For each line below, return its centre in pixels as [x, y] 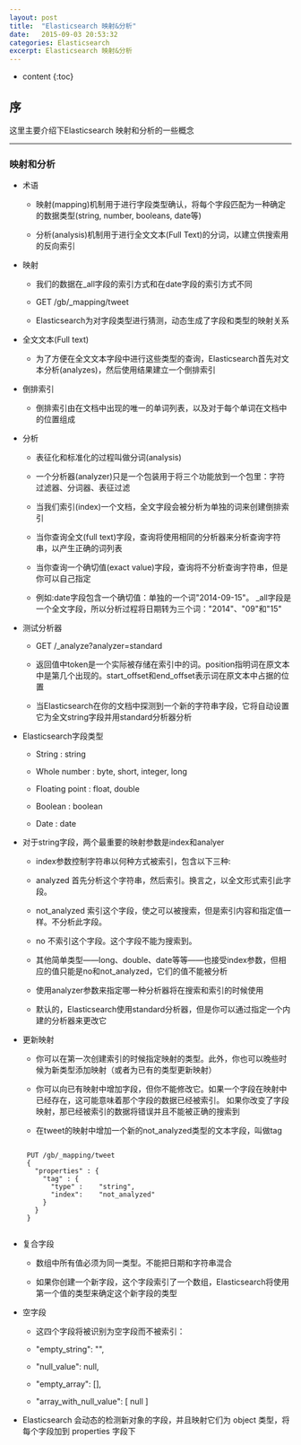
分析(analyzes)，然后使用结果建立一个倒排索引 [130, 370]
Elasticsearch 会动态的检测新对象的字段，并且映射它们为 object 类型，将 [156, 1420]
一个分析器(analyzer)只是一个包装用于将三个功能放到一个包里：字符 [160, 477]
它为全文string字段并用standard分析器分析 [114, 717]
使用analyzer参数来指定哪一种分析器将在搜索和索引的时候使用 [150, 990]
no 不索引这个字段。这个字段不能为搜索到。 [116, 941]
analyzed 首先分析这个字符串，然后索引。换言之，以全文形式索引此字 [163, 880]
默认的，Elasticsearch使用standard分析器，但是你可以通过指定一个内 [163, 1010]
